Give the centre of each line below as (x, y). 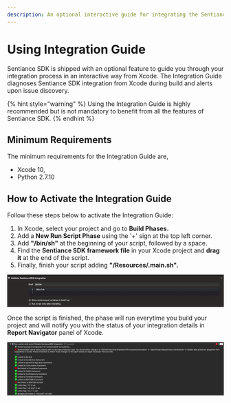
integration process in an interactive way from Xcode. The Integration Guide (114, 76)
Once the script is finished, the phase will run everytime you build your (107, 318)
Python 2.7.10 (36, 177)
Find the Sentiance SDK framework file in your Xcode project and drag (118, 250)
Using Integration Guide (76, 49)
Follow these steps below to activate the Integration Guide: (90, 215)
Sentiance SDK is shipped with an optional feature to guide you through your (115, 68)
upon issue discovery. (38, 90)
